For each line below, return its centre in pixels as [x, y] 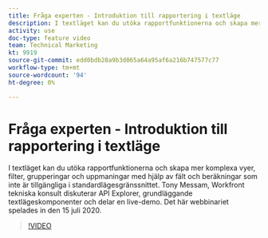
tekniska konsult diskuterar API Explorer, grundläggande [100, 193]
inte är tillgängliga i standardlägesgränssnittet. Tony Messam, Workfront [126, 185]
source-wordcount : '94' [48, 75]
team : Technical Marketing [53, 46]
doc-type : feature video [49, 38]
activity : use [32, 30]
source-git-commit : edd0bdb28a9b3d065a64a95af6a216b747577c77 [114, 61]
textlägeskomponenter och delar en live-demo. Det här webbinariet [118, 202]
